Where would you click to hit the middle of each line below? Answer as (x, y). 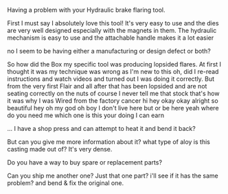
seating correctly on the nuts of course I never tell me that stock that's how (113, 93)
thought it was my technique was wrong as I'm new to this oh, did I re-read (113, 72)
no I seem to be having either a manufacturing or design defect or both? (109, 51)
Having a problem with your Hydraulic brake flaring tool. (86, 10)
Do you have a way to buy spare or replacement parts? (85, 162)
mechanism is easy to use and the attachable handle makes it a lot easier (111, 38)
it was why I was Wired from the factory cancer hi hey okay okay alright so (113, 101)
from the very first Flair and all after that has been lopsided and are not (107, 86)
